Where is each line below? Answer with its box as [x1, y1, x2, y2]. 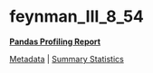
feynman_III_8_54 [9, 6, 145, 27]
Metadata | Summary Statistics [9, 53, 124, 64]
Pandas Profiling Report [9, 36, 101, 47]
